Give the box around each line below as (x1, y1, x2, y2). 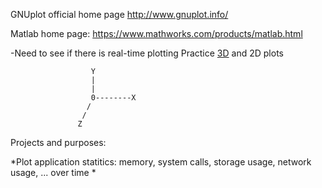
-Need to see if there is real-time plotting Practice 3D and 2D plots (10, 47, 284, 59)
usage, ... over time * (10, 167, 97, 178)
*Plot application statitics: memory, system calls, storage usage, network (10, 156, 312, 168)
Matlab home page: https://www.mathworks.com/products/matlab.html (10, 28, 303, 39)
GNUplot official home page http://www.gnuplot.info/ (10, 9, 229, 20)
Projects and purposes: (10, 137, 107, 148)
